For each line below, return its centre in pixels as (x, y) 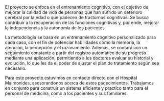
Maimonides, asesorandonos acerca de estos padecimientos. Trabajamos (80, 83)
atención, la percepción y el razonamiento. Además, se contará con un (76, 48)
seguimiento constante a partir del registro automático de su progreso (76, 53)
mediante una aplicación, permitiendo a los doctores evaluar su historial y (79, 58)
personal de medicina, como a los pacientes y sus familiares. (67, 93)
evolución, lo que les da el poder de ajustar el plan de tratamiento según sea (82, 63)
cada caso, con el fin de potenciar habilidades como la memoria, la (73, 42)
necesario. (16, 68)
